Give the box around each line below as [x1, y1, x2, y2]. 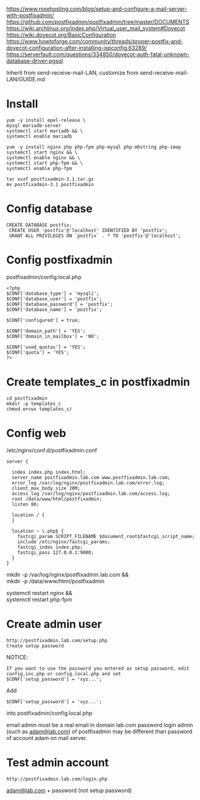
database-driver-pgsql [6, 58, 63, 64]
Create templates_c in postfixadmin [6, 375, 190, 389]
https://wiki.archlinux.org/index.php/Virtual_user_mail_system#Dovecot [6, 24, 185, 32]
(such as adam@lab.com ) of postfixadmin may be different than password [6, 728, 193, 735]
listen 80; [12, 501, 40, 507]
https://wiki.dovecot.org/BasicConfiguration [6, 31, 116, 39]
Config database [6, 202, 93, 216]
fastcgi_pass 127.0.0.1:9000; [17, 549, 95, 556]
